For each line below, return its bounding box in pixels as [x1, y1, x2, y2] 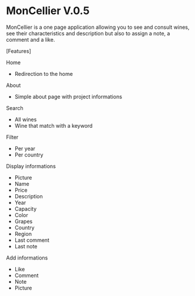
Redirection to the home [14, 70, 73, 77]
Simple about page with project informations [14, 93, 122, 100]
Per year [14, 145, 36, 152]
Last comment [14, 237, 50, 244]
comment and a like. [6, 36, 55, 43]
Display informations [6, 162, 56, 169]
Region [14, 230, 32, 237]
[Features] [6, 47, 31, 54]
